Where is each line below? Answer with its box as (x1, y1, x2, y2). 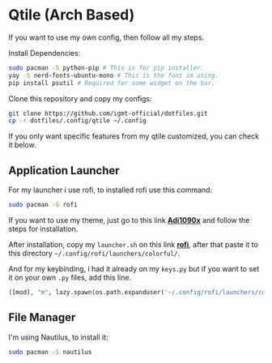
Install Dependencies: (8, 48, 81, 58)
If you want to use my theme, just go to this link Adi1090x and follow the (8, 216, 250, 224)
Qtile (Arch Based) (8, 6, 135, 24)
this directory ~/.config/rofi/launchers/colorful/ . (8, 249, 181, 258)
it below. (8, 140, 36, 150)
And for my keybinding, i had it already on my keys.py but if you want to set (8, 264, 260, 273)
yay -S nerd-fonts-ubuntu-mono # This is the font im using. (8, 71, 219, 79)
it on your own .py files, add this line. (8, 273, 132, 282)
